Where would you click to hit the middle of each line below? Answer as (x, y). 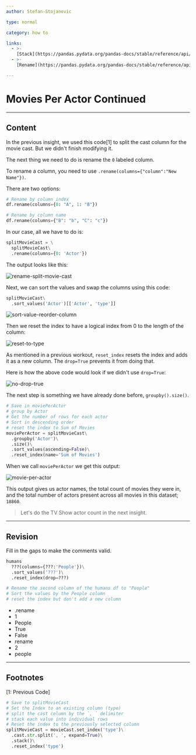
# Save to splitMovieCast (37, 703)
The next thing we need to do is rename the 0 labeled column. (80, 159)
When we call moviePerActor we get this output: (63, 466)
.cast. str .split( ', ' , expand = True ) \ (57, 736)
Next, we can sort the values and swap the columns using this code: (88, 287)
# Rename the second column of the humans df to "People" (78, 588)
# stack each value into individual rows (57, 719)
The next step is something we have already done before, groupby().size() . (98, 395)
